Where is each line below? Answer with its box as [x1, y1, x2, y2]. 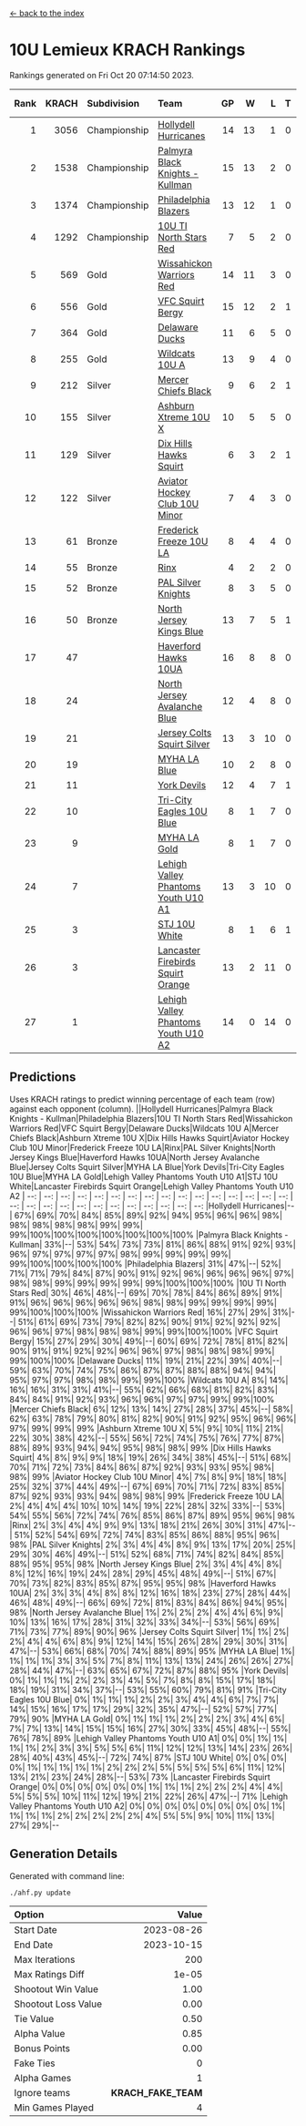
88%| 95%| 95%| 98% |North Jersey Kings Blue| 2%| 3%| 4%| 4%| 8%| [9, 1558, 282, 1569]
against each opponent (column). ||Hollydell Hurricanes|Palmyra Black [9, 1103, 273, 1114]
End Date [14, 1938, 54, 1951]
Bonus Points [14, 2041, 71, 2054]
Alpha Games [14, 2071, 72, 2084]
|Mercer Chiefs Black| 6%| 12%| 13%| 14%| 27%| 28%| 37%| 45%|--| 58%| [9, 1403, 294, 1414]
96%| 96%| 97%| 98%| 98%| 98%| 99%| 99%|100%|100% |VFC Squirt [9, 1326, 279, 1337]
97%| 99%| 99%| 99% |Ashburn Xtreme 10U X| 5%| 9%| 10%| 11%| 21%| [9, 1422, 284, 1433]
